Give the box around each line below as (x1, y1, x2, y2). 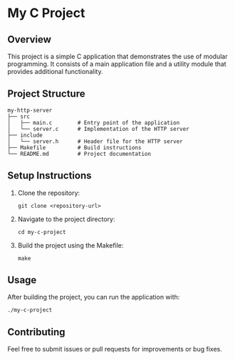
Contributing (7, 326, 66, 338)
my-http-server (7, 107, 53, 114)
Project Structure (7, 88, 85, 100)
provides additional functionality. (7, 68, 103, 75)
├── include (7, 132, 43, 139)
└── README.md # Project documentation (7, 150, 152, 157)
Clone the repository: (17, 189, 80, 197)
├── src (7, 112, 31, 120)
